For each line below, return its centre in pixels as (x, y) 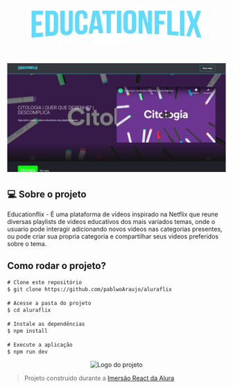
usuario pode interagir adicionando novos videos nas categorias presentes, (115, 229)
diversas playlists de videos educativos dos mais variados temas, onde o (111, 222)
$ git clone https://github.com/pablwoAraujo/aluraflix (89, 290)
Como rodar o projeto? (57, 266)
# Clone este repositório (44, 283)
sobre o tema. (27, 244)
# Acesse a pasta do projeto (49, 304)
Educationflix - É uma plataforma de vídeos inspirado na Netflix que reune (113, 214)
